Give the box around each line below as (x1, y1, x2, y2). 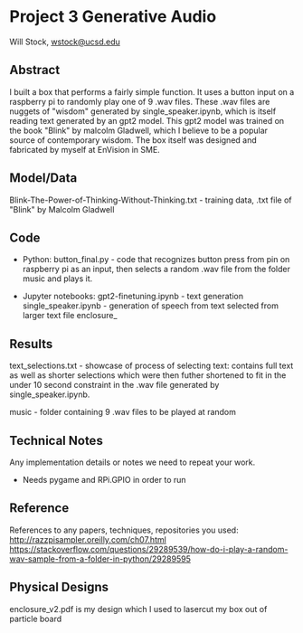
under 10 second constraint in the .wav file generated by (9, 380, 220, 391)
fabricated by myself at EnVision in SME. (9, 144, 160, 155)
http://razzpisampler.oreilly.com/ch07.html (9, 534, 167, 544)
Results (9, 336, 53, 352)
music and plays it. (22, 273, 93, 284)
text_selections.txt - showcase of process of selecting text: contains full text (9, 360, 294, 372)
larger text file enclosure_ (22, 310, 118, 321)
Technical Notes (9, 432, 104, 449)
